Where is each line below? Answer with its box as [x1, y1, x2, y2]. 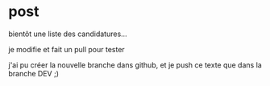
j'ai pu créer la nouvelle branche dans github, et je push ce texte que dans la [8, 59, 262, 70]
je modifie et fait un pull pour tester [8, 44, 125, 54]
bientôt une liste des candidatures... [8, 29, 127, 39]
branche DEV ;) [8, 68, 59, 78]
